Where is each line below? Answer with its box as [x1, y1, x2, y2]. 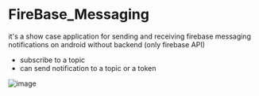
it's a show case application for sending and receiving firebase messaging [8, 31, 252, 41]
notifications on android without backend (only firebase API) [8, 39, 205, 49]
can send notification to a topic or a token [19, 63, 157, 72]
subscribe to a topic [19, 55, 86, 65]
